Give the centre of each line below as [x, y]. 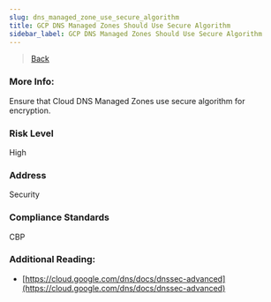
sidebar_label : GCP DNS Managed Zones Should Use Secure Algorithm [136, 34]
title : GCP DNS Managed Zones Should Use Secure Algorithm [120, 26]
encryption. [30, 110]
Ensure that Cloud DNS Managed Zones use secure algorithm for [127, 101]
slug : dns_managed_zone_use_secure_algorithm [94, 17]
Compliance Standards [60, 217]
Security [24, 194]
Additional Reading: [53, 260]
